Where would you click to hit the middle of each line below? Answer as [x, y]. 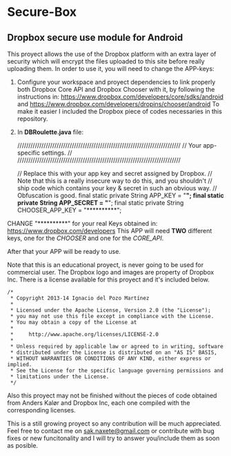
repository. [32, 119]
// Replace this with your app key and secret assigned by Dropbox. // [114, 174]
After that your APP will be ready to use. [64, 251]
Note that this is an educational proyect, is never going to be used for [106, 265]
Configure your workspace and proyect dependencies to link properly [116, 82]
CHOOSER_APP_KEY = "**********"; [69, 210]
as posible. [23, 445]
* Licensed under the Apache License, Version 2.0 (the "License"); [111, 310]
